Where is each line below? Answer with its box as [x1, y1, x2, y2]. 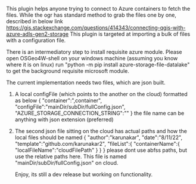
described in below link [6, 18, 64, 24]
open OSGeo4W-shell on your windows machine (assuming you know [6, 55, 178, 62]
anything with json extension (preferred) [14, 116, 114, 123]
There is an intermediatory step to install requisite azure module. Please [6, 48, 182, 56]
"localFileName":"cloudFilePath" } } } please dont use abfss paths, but [14, 146, 188, 154]
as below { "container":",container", [14, 97, 102, 104]
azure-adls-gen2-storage [6, 30, 69, 38]
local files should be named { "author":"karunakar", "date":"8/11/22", [14, 134, 183, 141]
